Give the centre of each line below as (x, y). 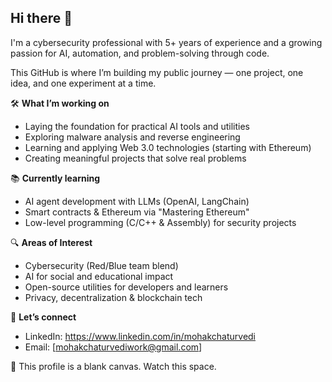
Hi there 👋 (41, 18)
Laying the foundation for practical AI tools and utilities (137, 126)
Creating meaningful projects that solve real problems (135, 158)
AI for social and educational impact (99, 276)
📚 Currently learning (55, 178)
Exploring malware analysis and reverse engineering (132, 137)
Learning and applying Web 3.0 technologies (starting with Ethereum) (168, 147)
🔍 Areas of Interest (51, 242)
